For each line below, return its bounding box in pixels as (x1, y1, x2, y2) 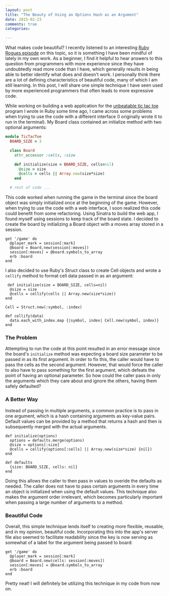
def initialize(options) (5, 433, 58, 439)
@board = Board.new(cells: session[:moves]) (10, 558, 105, 563)
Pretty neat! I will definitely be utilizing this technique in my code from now (5, 580, 160, 586)
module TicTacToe (5, 134, 42, 139)
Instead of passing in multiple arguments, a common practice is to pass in (5, 407, 159, 413)
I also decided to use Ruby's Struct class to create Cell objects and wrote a (5, 267, 161, 273)
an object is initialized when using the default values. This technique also (5, 488, 157, 494)
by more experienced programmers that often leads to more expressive (5, 88, 154, 94)
